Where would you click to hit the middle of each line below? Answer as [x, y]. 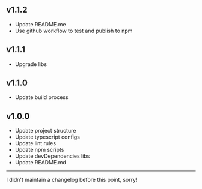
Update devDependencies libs [52, 156]
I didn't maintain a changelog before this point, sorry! [72, 180]
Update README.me [40, 24]
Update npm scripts [39, 150]
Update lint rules [35, 143]
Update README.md [40, 163]
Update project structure [45, 131]
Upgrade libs [31, 64]
